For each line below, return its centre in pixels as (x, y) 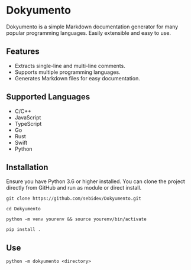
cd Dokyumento (24, 209)
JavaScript (28, 117)
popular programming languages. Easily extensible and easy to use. (89, 32)
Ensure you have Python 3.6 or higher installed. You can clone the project (96, 181)
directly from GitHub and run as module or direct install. (74, 188)
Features (23, 52)
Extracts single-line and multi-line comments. (70, 66)
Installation (27, 167)
